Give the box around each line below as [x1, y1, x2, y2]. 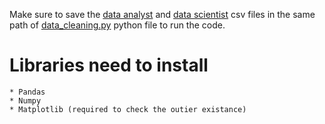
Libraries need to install [9, 54, 209, 77]
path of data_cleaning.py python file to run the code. [9, 19, 226, 31]
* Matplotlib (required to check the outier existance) [9, 104, 247, 114]
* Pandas [9, 87, 46, 97]
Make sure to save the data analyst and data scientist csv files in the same [9, 9, 316, 20]
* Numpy [9, 95, 42, 106]
